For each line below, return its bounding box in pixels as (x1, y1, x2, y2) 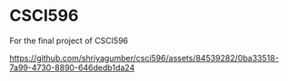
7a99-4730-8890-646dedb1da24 (9, 62, 135, 73)
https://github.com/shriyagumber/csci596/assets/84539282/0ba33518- (9, 52, 279, 63)
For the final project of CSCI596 (9, 35, 129, 46)
